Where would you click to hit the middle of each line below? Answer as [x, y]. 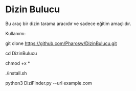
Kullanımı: [16, 33]
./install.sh [16, 73]
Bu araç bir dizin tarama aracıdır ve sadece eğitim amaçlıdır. [68, 24]
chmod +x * [18, 63]
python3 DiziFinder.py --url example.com [49, 83]
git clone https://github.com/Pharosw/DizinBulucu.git [61, 43]
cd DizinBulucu [21, 53]
